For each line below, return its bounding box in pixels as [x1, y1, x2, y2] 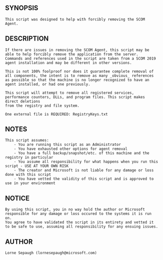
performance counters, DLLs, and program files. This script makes [5, 95, 145, 99]
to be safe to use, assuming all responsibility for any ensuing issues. [5, 224, 159, 229]
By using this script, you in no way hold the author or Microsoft [5, 207, 145, 212]
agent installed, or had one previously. [5, 82, 91, 87]
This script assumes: [5, 138, 49, 143]
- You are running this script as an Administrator [14, 142, 121, 147]
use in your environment [5, 181, 56, 186]
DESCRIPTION [5, 34, 49, 43]
